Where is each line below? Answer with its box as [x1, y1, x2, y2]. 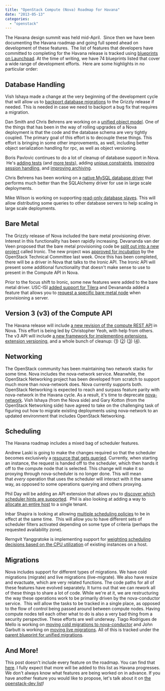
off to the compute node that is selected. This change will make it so [5, 466, 144, 472]
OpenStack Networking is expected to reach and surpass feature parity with [5, 387, 160, 392]
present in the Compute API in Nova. [5, 269, 79, 275]
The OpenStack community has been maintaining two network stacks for [5, 365, 154, 371]
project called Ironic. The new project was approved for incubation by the [5, 248, 154, 255]
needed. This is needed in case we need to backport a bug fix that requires [5, 104, 158, 110]
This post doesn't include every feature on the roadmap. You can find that [5, 659, 155, 665]
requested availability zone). [5, 527, 63, 533]
